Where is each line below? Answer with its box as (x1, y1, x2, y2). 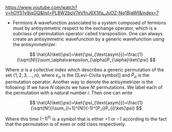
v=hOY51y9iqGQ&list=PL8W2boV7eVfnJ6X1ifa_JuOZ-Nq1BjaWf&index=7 (5, 10, 159, 16)
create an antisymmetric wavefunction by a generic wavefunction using (12, 36, 165, 42)
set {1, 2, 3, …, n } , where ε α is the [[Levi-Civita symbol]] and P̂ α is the (5, 72, 150, 79)
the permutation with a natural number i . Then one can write (5, 90, 132, 96)
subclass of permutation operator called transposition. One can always (12, 31, 163, 36)
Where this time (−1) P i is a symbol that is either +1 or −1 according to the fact (5, 115, 167, 122)
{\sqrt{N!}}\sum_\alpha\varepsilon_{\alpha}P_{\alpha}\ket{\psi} (17, 57, 149, 63)
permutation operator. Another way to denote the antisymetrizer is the (5, 79, 154, 85)
